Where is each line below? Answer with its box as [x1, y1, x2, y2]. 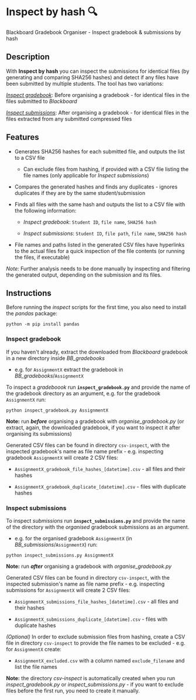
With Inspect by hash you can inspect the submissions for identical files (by [6, 68, 190, 75]
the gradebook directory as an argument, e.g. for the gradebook [6, 389, 161, 397]
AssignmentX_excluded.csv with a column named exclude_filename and [14, 657, 185, 664]
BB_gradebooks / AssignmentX [14, 372, 84, 379]
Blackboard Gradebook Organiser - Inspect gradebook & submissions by [6, 28, 181, 36]
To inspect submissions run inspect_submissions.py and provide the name [6, 517, 185, 524]
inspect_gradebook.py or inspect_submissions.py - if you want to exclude [6, 681, 184, 688]
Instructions [6, 288, 51, 298]
